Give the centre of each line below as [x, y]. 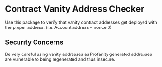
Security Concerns [34, 43]
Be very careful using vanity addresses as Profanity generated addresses [79, 54]
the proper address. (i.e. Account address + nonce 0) [58, 27]
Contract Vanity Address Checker [75, 9]
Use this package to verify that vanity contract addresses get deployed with [81, 22]
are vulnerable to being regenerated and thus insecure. [60, 59]
